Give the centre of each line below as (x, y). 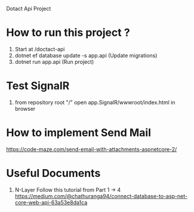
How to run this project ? (68, 33)
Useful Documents (53, 173)
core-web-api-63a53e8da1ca (51, 202)
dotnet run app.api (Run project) (54, 61)
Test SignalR (38, 86)
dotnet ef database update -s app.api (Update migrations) (86, 55)
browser (25, 108)
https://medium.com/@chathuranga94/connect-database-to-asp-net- (101, 196)
